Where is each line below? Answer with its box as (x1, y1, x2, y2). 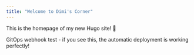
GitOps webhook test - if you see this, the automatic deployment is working (6, 36, 189, 43)
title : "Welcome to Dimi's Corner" (6, 8, 93, 15)
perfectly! (6, 42, 30, 49)
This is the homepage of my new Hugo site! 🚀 (6, 25, 116, 32)
